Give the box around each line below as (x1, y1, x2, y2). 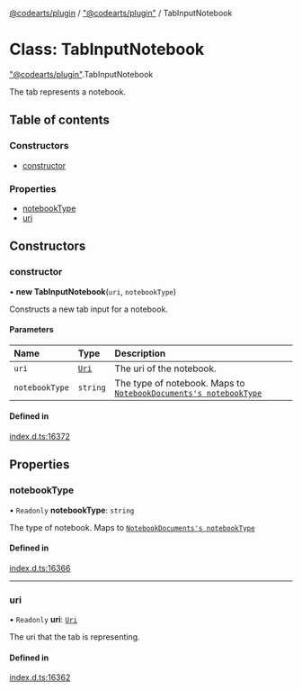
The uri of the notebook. (114, 362, 218, 375)
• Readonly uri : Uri (9, 614, 78, 625)
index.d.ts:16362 (9, 672, 71, 683)
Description (114, 347, 166, 359)
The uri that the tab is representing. (9, 632, 141, 642)
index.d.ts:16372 (9, 432, 70, 442)
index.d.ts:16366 (9, 562, 71, 573)
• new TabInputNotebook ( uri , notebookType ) (9, 286, 177, 296)
